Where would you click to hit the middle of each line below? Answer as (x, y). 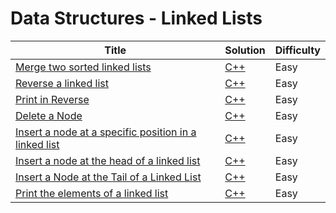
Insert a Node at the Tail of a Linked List (108, 177)
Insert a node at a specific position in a (106, 132)
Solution (245, 50)
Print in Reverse (52, 99)
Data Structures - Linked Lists (136, 18)
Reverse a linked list (62, 83)
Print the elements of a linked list (92, 193)
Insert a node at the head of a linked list (108, 160)
